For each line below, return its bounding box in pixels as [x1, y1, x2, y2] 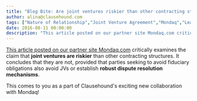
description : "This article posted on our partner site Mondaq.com [6, 30, 175, 36]
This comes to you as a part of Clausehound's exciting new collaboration [6, 82, 182, 89]
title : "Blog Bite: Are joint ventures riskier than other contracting [6, 8, 185, 15]
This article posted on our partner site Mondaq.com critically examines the [6, 46, 186, 53]
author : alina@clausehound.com [6, 14, 83, 20]
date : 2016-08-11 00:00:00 [6, 25, 72, 31]
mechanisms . [6, 71, 40, 78]
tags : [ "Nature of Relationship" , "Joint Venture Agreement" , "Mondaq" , [6, 19, 182, 25]
